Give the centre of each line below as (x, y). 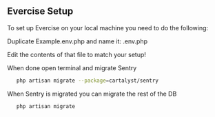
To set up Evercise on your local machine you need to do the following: (108, 28)
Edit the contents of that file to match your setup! (77, 54)
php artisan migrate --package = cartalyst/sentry (87, 81)
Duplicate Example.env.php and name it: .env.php (78, 41)
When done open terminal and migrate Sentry (72, 67)
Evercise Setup (40, 11)
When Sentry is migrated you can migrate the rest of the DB (92, 94)
